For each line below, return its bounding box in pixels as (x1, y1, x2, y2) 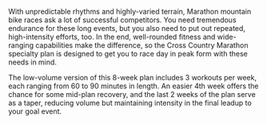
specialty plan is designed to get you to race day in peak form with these (8, 49, 248, 58)
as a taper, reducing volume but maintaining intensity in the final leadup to (8, 99, 252, 107)
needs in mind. (8, 57, 58, 67)
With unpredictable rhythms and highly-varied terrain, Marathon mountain (8, 7, 252, 16)
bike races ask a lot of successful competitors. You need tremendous (8, 15, 237, 25)
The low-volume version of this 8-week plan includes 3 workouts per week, (8, 73, 257, 82)
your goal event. (8, 107, 62, 116)
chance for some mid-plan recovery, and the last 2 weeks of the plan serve (8, 90, 256, 99)
